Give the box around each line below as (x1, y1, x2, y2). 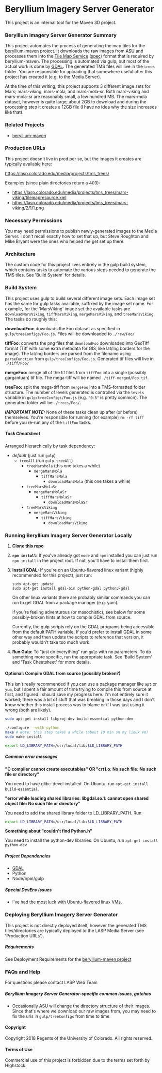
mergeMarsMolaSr (33, 489, 67, 495)
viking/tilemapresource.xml (12, 194, 67, 200)
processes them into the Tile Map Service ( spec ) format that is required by (5, 53, 154, 59)
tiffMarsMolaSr (41, 495, 72, 499)
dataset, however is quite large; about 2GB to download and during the (5, 99, 146, 105)
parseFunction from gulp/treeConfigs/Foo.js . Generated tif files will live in (5, 356, 154, 361)
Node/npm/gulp (12, 875, 44, 881)
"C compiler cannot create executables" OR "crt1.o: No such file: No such (5, 766, 157, 772)
